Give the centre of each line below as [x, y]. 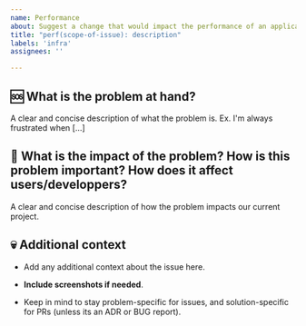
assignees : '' [37, 52]
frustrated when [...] [48, 127]
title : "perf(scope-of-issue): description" [96, 35]
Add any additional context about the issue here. [114, 267]
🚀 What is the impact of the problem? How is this [150, 157]
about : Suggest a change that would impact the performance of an [138, 26]
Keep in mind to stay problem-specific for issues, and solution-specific [156, 301]
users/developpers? [69, 185]
